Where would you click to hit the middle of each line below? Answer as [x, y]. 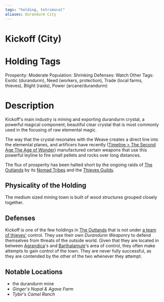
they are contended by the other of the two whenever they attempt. [74, 256]
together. [14, 203]
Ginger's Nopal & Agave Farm [43, 289]
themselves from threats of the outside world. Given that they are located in [82, 241]
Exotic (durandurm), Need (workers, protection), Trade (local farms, [74, 80]
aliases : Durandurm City [31, 14]
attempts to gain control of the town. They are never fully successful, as [78, 251]
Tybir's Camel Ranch [34, 294]
